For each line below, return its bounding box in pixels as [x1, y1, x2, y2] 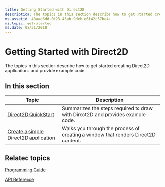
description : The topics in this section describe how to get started [5, 12, 153, 17]
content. [62, 137, 81, 144]
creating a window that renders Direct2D [62, 131, 156, 138]
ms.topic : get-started [5, 21, 52, 26]
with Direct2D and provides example [62, 111, 146, 117]
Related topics [5, 154, 50, 162]
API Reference [5, 176, 34, 182]
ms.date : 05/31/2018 [5, 25, 48, 30]
